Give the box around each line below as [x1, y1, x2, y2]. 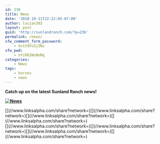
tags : [5, 66, 16, 71]
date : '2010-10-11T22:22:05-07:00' [5, 16, 78, 21]
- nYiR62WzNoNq [14, 52, 45, 58]
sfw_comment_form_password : [5, 39, 63, 44]
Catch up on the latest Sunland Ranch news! [5, 88, 97, 94]
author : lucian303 [5, 21, 43, 26]
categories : [5, 57, 29, 62]
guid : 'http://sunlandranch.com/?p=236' [5, 30, 89, 35]
